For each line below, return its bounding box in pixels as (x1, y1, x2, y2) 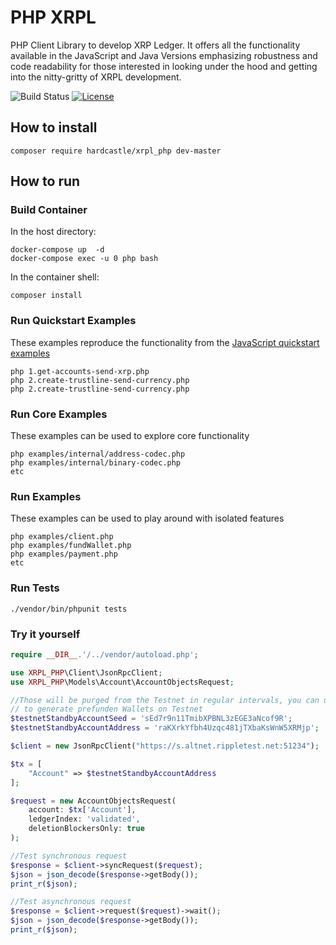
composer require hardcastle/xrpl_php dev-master (10, 146, 222, 156)
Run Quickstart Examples (10, 314, 137, 328)
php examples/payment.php (10, 549, 118, 560)
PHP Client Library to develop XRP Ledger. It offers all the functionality (10, 39, 301, 51)
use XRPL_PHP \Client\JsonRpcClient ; (10, 667, 163, 678)
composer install (10, 291, 83, 301)
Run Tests (10, 581, 60, 595)
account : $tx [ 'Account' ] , (28, 805, 137, 815)
